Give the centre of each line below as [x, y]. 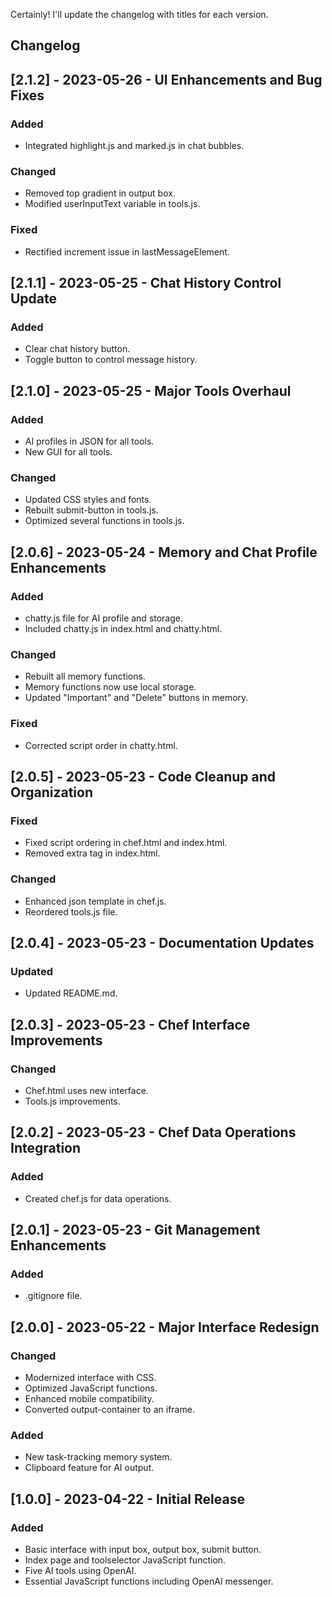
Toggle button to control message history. [111, 360]
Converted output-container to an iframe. [109, 1410]
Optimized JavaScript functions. [91, 1388]
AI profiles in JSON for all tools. [89, 441]
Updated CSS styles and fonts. [88, 500]
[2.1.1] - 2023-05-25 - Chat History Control [146, 283]
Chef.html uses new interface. [86, 1090]
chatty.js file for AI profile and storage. [104, 618]
